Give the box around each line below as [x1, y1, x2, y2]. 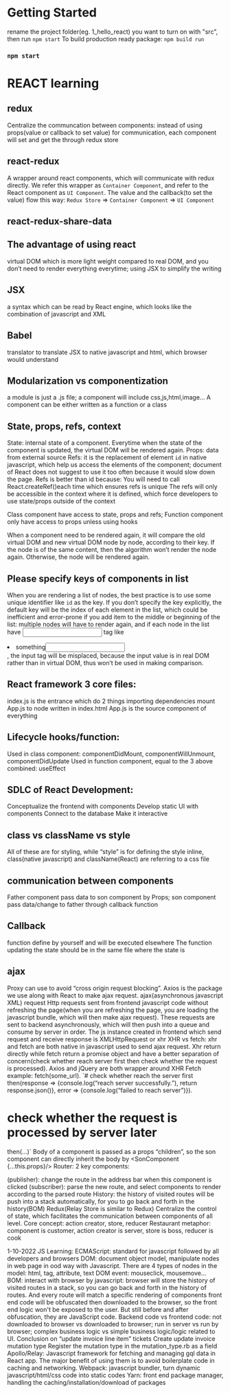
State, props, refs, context [7, 420, 122, 432]
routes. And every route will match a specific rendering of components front [7, 1291, 222, 1299]
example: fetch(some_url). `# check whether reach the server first [7, 1071, 194, 1079]
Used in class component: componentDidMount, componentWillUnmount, [7, 750, 216, 758]
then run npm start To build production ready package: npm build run [7, 34, 205, 43]
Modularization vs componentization [7, 375, 168, 387]
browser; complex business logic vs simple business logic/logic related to [7, 1327, 216, 1335]
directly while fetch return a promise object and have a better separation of [7, 1049, 220, 1058]
